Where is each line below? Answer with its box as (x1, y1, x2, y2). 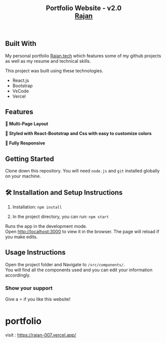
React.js (12, 77, 29, 83)
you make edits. (5, 234, 38, 240)
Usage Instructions (5, 248, 66, 257)
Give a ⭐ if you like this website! (5, 296, 71, 302)
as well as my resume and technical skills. (5, 58, 91, 64)
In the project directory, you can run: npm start (12, 214, 109, 220)
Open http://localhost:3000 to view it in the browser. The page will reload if (5, 229, 160, 235)
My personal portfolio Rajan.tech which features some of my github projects (5, 52, 162, 59)
